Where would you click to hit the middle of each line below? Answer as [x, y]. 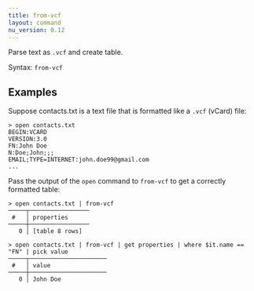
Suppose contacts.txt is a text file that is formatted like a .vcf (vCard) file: [127, 111]
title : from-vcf [35, 15]
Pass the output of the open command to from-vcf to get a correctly [117, 181]
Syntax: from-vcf [35, 67]
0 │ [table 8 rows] [50, 231]
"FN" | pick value [38, 252]
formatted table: [34, 190]
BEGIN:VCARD [28, 133]
